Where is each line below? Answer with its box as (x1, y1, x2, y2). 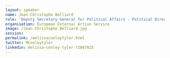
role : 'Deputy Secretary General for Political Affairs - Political (5, 17, 153, 22)
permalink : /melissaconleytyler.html (5, 36, 85, 41)
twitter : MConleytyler (5, 40, 53, 45)
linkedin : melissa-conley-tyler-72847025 (5, 45, 94, 50)
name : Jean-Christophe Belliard (5, 12, 73, 17)
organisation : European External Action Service (5, 21, 110, 27)
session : (5, 31, 24, 36)
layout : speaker (5, 7, 39, 13)
